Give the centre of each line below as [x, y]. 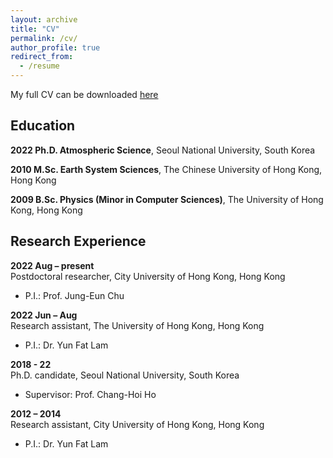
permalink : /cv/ [44, 38]
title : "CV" [35, 29]
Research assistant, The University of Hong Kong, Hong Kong [137, 325]
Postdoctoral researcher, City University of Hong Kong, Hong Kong [148, 276]
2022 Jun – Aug [44, 315]
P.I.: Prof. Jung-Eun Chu [74, 295]
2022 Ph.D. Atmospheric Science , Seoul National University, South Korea [163, 150]
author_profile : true [55, 47]
